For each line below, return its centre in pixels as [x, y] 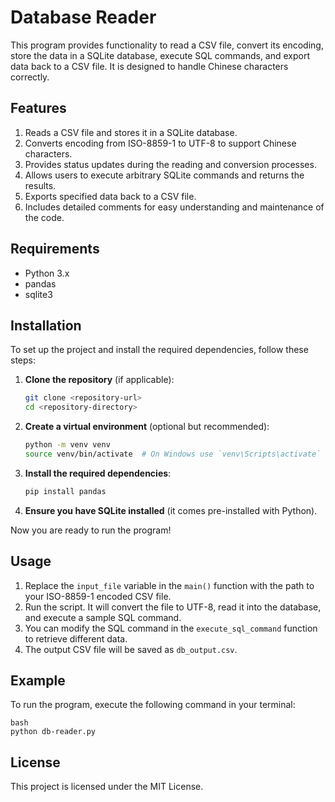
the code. [44, 217]
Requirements [55, 249]
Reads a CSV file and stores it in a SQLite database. [131, 132]
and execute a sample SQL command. [103, 617]
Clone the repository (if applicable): [99, 380]
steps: [23, 360]
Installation [46, 325]
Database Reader [83, 17]
